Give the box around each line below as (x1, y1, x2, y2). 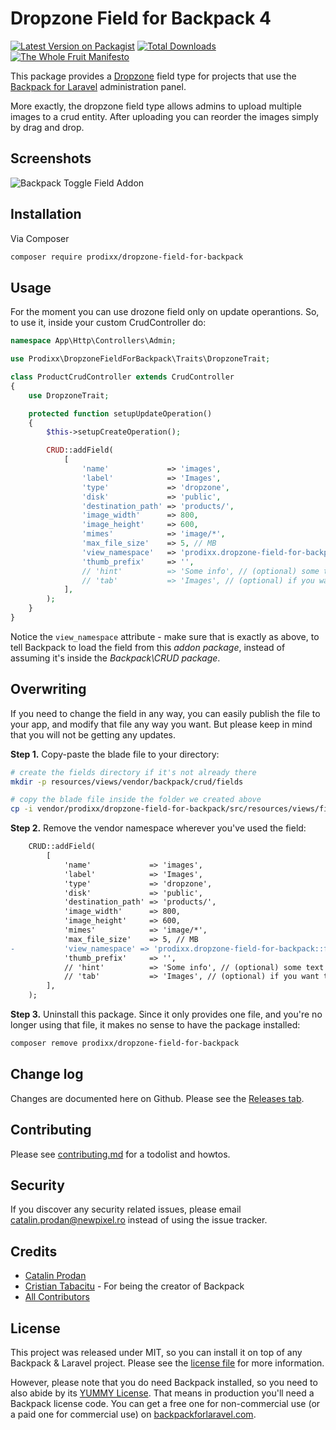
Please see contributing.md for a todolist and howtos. (10, 1148, 231, 1160)
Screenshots (10, 150, 92, 167)
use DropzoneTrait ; (28, 390, 110, 401)
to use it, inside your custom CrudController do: (10, 317, 207, 329)
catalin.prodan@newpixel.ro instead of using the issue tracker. (10, 1214, 268, 1226)
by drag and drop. (10, 121, 85, 133)
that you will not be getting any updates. (10, 728, 177, 741)
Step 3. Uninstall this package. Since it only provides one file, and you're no (10, 1008, 323, 1021)
